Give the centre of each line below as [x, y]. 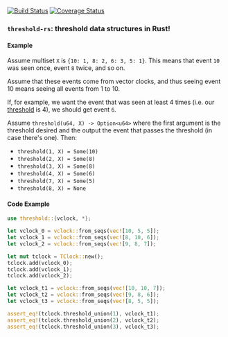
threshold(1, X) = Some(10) [58, 152]
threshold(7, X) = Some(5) [56, 181]
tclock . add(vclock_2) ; [40, 276]
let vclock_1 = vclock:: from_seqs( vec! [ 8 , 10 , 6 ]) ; [83, 238]
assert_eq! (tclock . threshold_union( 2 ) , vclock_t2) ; [83, 320]
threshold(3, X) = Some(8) [56, 166]
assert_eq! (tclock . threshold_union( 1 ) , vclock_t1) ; [83, 313]
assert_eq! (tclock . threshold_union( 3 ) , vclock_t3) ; [83, 327]
